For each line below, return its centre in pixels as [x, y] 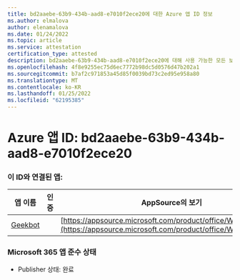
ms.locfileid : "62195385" [46, 101]
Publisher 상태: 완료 [46, 269]
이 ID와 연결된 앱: [35, 177]
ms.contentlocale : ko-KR [44, 87]
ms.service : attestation [44, 47]
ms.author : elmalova [38, 21]
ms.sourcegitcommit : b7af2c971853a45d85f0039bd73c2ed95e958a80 [104, 74]
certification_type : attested [52, 54]
